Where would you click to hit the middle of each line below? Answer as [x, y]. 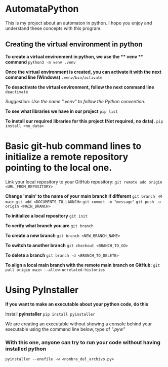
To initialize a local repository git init [46, 216]
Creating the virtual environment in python [74, 44]
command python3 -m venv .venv [40, 62]
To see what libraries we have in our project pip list [61, 111]
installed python [26, 349]
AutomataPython [42, 9]
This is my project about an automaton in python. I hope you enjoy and [79, 23]
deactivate [17, 92]
